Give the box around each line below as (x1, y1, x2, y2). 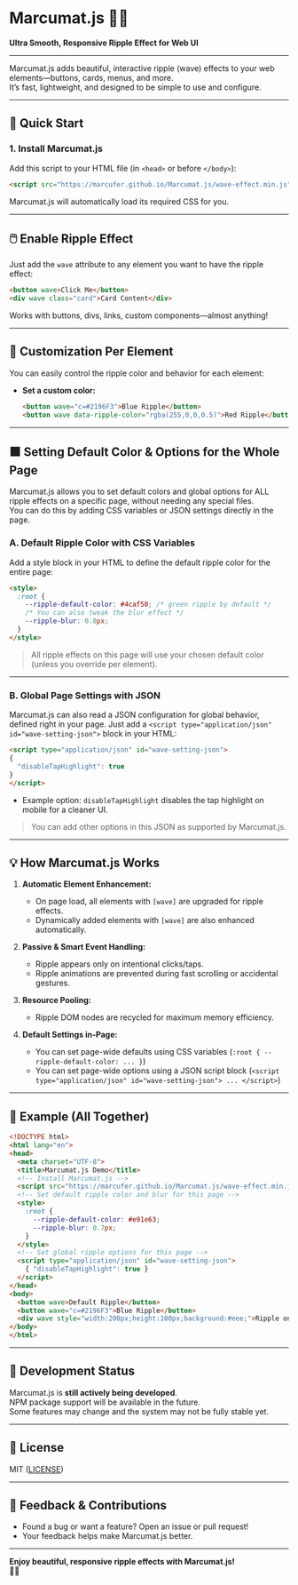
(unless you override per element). (30, 658, 158, 669)
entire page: (9, 566, 53, 577)
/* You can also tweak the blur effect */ (25, 609, 184, 617)
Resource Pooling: (21, 995, 91, 1006)
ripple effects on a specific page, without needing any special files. (9, 496, 255, 506)
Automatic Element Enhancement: (21, 879, 152, 889)
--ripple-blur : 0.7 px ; (32, 1223, 117, 1232)
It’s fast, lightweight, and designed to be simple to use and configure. (9, 82, 262, 92)
